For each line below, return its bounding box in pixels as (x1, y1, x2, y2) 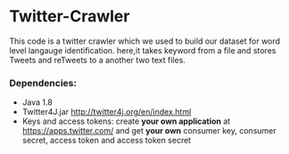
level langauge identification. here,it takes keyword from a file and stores (9, 45, 277, 55)
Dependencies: (9, 77, 78, 89)
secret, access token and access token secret (21, 135, 192, 146)
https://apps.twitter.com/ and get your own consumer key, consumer (21, 126, 277, 136)
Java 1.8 (21, 97, 54, 108)
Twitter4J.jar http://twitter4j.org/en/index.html (21, 107, 192, 118)
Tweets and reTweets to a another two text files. (9, 54, 186, 65)
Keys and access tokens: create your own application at (21, 116, 231, 126)
